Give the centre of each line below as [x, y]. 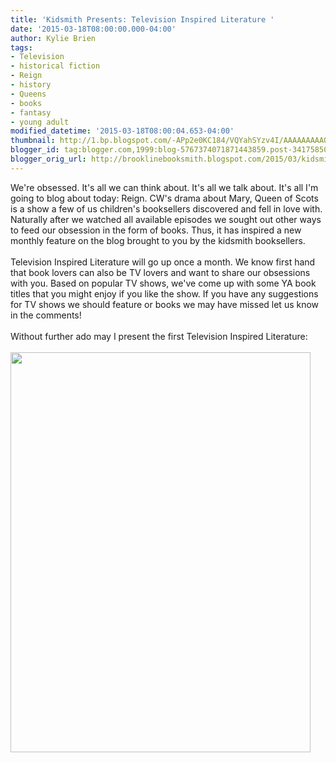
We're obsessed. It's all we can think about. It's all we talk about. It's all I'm [164, 187]
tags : [21, 47]
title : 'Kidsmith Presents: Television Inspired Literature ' [142, 19]
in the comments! [46, 315]
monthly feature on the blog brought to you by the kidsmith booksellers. [158, 240]
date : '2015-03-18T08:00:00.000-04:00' [93, 29]
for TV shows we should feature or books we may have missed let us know [165, 304]
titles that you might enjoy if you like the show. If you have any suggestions [164, 293]
